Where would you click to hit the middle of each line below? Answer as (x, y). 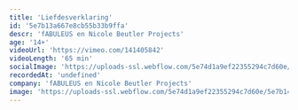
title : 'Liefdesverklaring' (61, 17)
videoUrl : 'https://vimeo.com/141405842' (87, 51)
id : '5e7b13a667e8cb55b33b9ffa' (69, 26)
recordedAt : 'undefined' (55, 75)
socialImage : (33, 67)
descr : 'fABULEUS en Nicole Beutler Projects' (97, 34)
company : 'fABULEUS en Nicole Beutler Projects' (101, 83)
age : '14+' (29, 42)
